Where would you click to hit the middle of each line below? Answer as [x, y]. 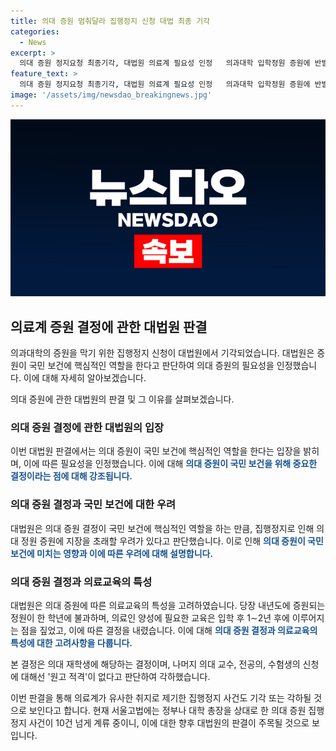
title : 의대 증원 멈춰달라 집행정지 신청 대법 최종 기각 [110, 21]
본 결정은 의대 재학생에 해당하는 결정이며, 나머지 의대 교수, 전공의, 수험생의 [155, 664]
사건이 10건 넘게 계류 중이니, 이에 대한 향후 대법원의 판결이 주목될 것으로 [169, 722]
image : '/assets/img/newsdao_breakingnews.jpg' [111, 95]
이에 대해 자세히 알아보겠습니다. [85, 378]
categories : [35, 31]
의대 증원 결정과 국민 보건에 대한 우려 [93, 505]
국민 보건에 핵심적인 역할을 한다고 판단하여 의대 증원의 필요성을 [151, 366]
